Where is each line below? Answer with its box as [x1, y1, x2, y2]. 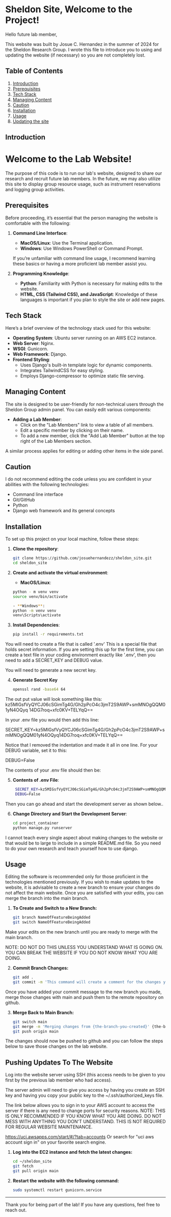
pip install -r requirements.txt [12, 632, 84, 637]
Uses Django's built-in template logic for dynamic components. [20, 362, 153, 368]
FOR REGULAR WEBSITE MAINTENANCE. [5, 1124, 93, 1130]
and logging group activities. [5, 187, 65, 193]
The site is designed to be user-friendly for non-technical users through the [5, 401, 164, 407]
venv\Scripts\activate [12, 613, 61, 618]
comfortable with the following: [5, 220, 71, 226]
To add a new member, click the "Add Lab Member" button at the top [20, 432, 165, 439]
